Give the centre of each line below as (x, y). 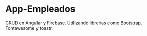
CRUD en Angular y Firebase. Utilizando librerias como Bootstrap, (74, 23)
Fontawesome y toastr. (29, 28)
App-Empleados (40, 9)
